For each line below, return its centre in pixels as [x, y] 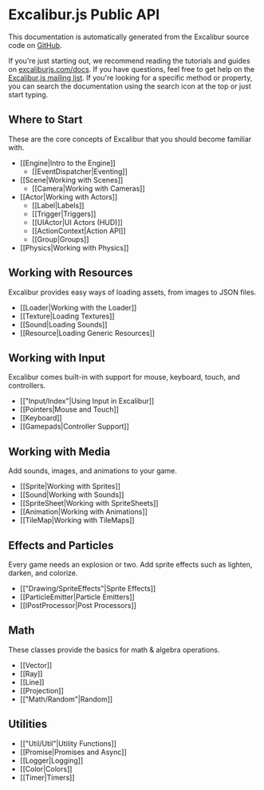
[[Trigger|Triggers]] [64, 214]
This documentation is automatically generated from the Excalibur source [129, 37]
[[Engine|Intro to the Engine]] [67, 163]
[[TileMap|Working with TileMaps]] [77, 520]
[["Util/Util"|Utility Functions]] [68, 743]
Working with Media [59, 451]
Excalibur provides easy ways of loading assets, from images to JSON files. [132, 292]
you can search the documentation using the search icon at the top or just [130, 86]
